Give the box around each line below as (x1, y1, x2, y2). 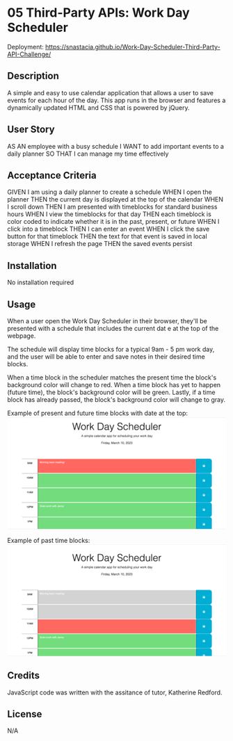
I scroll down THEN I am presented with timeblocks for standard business (7, 203, 218, 211)
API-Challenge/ (7, 50, 51, 58)
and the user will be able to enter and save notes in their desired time (7, 352, 205, 361)
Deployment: (7, 42, 44, 51)
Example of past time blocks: (7, 536, 90, 544)
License (7, 708, 42, 720)
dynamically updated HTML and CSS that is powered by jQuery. (7, 103, 190, 112)
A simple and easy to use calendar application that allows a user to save (7, 88, 214, 97)
